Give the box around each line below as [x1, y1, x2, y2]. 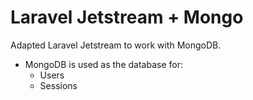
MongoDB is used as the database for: [24, 58, 183, 70]
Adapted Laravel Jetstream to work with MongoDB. [10, 39, 222, 51]
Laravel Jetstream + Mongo [10, 6, 244, 29]
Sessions [39, 79, 78, 91]
